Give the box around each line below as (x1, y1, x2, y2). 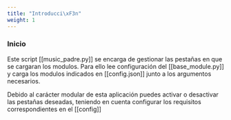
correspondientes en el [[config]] (7, 105, 101, 113)
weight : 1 (7, 17, 36, 23)
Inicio (7, 39, 26, 49)
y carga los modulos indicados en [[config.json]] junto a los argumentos (7, 70, 212, 78)
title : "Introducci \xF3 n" (7, 10, 81, 17)
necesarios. (7, 77, 41, 85)
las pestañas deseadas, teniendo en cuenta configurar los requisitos (7, 97, 201, 106)
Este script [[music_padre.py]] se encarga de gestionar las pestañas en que (7, 54, 223, 63)
